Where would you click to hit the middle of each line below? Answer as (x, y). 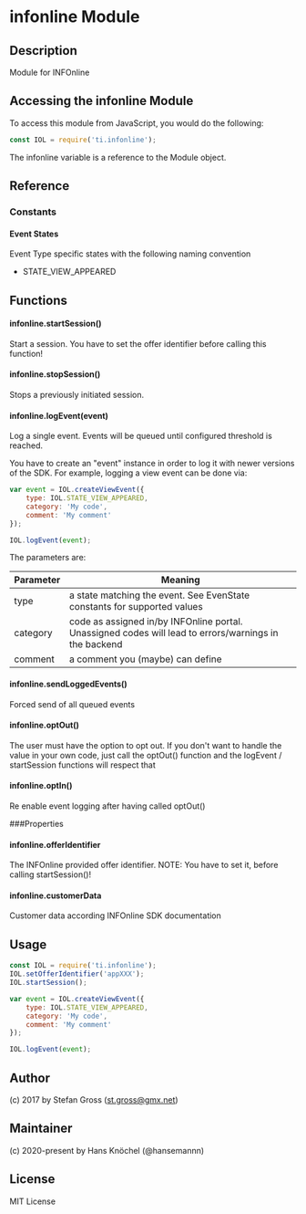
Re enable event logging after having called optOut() (107, 806)
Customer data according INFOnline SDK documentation (115, 916)
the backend (96, 644)
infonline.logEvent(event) (59, 415)
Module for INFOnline (50, 72)
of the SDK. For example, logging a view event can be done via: (128, 473)
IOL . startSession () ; (49, 983)
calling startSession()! (51, 874)
